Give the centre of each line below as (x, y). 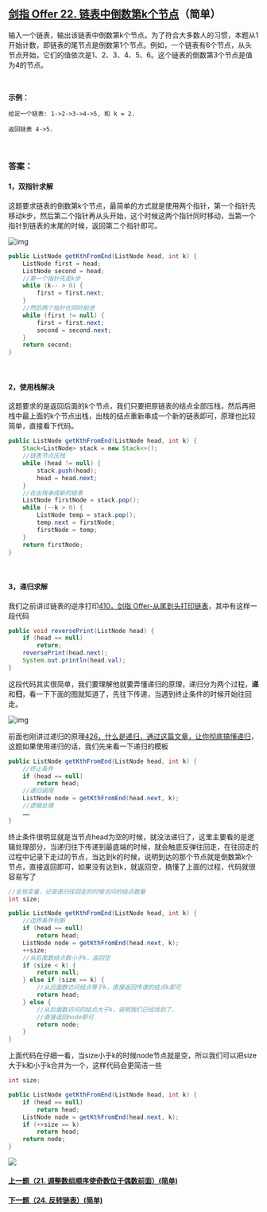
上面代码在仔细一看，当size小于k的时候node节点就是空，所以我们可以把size (133, 1056)
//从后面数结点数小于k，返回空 (66, 958)
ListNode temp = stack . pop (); (87, 515)
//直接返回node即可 (65, 1017)
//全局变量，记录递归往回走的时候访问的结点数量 (77, 891)
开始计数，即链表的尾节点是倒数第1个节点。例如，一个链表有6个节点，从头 (130, 45)
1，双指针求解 (31, 186)
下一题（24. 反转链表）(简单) (56, 1200)
